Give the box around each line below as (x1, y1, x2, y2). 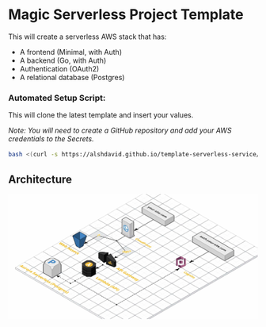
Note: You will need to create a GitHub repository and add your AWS (8, 125, 232, 136)
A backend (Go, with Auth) (19, 56, 107, 65)
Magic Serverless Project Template (8, 6, 244, 24)
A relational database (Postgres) (19, 72, 125, 82)
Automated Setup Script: (8, 92, 106, 103)
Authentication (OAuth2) (19, 63, 100, 73)
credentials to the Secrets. (8, 134, 94, 144)
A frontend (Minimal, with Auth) (19, 47, 123, 56)
